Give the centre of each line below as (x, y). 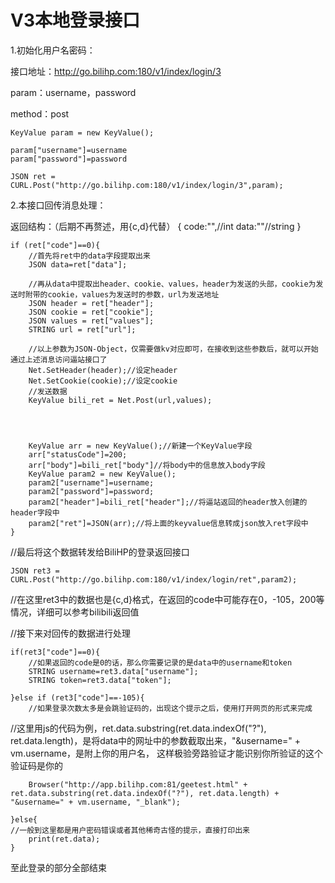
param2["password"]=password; (91, 491)
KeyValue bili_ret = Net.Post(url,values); (120, 400)
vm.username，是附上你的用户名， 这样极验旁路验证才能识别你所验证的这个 (166, 753)
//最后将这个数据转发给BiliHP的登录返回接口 (100, 552)
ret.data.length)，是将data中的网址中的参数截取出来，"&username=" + (156, 740)
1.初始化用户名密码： (53, 50)
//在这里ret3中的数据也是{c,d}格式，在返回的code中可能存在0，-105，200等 (167, 599)
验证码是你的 (36, 765)
